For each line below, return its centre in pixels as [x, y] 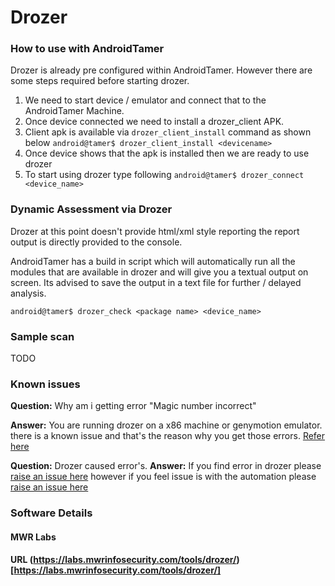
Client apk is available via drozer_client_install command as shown [168, 132]
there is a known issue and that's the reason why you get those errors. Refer [168, 436]
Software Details [51, 513]
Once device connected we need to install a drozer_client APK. [154, 122]
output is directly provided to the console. [96, 242]
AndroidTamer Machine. [74, 111]
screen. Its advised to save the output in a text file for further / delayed [156, 282]
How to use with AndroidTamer [87, 49]
